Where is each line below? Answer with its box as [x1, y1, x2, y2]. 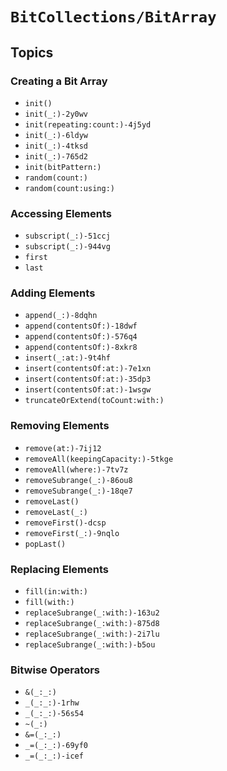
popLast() [24, 539, 67, 549]
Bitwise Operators [10, 663, 100, 677]
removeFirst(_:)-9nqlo [24, 528, 120, 538]
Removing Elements [10, 419, 110, 433]
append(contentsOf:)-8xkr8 [24, 343, 138, 353]
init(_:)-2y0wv [24, 109, 89, 119]
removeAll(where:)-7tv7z [24, 464, 129, 475]
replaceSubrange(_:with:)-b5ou [24, 640, 156, 650]
